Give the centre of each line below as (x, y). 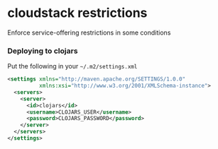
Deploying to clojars (43, 51)
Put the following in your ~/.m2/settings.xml (72, 66)
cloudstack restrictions (77, 13)
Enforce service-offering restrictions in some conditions (89, 32)
